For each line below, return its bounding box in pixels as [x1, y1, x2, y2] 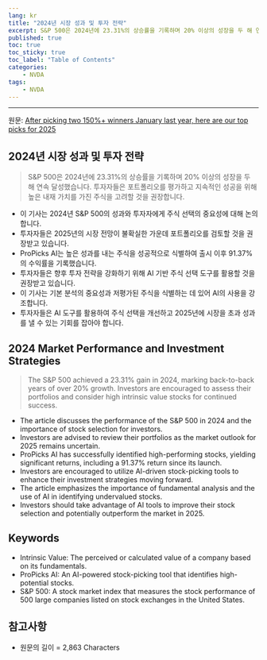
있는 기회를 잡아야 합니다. [44, 318, 124, 328]
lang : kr [8, 11, 37, 20]
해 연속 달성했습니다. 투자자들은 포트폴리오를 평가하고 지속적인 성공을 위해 [27, 182, 257, 191]
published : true [8, 33, 62, 42]
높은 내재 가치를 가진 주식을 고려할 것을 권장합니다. [27, 192, 185, 202]
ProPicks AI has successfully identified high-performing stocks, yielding [19, 450, 256, 459]
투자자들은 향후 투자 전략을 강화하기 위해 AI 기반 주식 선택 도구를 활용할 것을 [19, 268, 256, 278]
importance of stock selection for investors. [19, 424, 163, 434]
